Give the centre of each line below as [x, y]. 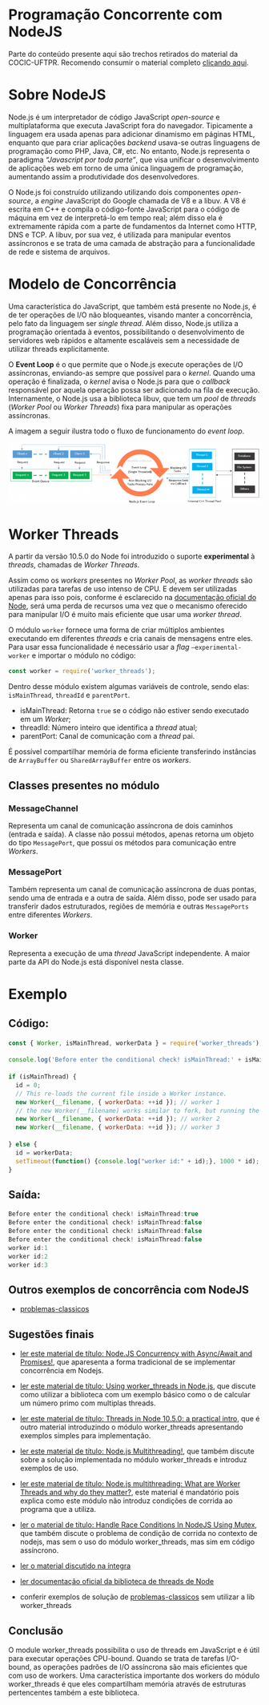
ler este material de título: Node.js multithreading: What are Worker [130, 1484]
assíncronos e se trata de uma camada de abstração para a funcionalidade [132, 243]
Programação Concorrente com [115, 15]
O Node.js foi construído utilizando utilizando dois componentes [114, 192]
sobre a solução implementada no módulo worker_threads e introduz [133, 1460]
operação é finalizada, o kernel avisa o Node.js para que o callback [119, 381]
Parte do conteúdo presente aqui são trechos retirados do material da [123, 54]
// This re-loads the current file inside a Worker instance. [121, 1094]
